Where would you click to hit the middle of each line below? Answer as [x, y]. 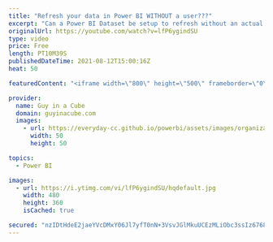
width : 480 [41, 196]
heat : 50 [23, 69]
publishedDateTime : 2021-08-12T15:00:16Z [80, 62]
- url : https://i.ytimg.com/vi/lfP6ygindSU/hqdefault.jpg [116, 188]
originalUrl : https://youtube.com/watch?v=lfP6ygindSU [103, 31]
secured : [23, 225]
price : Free [28, 46]
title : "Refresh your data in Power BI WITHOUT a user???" [110, 16]
